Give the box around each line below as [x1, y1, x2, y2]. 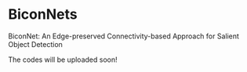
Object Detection [8, 39, 63, 49]
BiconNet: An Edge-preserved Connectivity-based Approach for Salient [8, 31, 239, 41]
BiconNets [8, 5, 78, 23]
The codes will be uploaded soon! [8, 55, 118, 64]
